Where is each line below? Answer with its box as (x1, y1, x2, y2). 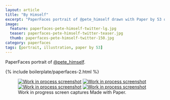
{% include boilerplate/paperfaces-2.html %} (5, 69, 100, 75)
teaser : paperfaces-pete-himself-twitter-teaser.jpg (10, 31, 123, 36)
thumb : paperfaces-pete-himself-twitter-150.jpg (10, 36, 114, 41)
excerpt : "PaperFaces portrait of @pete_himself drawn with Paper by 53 (5, 17, 162, 22)
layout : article (5, 7, 39, 13)
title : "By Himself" (5, 12, 49, 17)
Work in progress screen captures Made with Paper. (18, 89, 126, 95)
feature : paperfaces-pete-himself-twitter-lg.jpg (10, 26, 116, 31)
